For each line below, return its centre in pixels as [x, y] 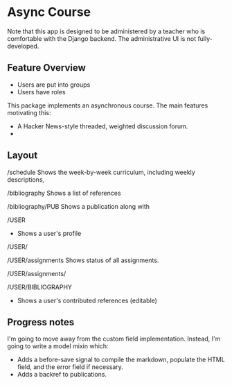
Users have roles [41, 92]
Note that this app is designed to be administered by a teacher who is [106, 31]
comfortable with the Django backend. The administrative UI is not [101, 38]
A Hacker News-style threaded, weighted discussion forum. [102, 126]
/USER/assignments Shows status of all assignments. [83, 260]
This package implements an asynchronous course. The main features [108, 105]
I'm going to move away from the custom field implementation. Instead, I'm [114, 339]
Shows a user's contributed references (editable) [87, 300]
